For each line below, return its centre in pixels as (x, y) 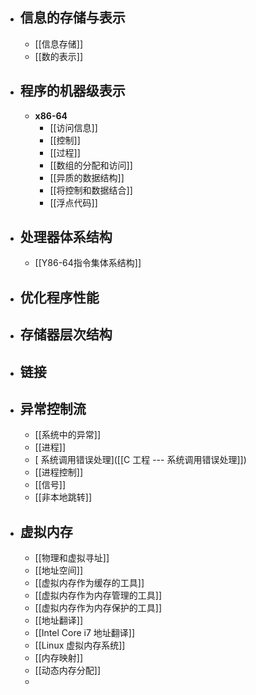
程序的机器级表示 (72, 91)
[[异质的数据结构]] (87, 177)
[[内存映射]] (59, 658)
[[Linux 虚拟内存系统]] (80, 645)
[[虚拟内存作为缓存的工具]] (89, 583)
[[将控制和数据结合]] (91, 190)
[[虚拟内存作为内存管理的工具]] (98, 595)
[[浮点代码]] (73, 202)
